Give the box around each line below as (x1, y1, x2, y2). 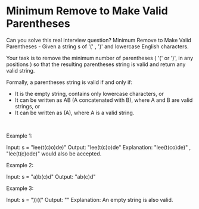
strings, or (14, 102, 41, 110)
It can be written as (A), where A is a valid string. (14, 109, 135, 116)
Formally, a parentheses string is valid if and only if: (6, 79, 133, 86)
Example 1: (6, 132, 33, 139)
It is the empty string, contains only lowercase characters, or (14, 90, 164, 97)
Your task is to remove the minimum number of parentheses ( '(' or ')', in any (6, 54, 194, 61)
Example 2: (6, 161, 34, 169)
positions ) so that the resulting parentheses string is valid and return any (6, 61, 186, 68)
